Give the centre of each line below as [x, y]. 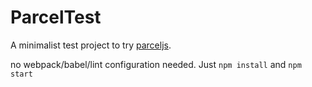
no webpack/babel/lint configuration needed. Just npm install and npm [156, 64]
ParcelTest [56, 17]
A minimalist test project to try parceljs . [91, 45]
